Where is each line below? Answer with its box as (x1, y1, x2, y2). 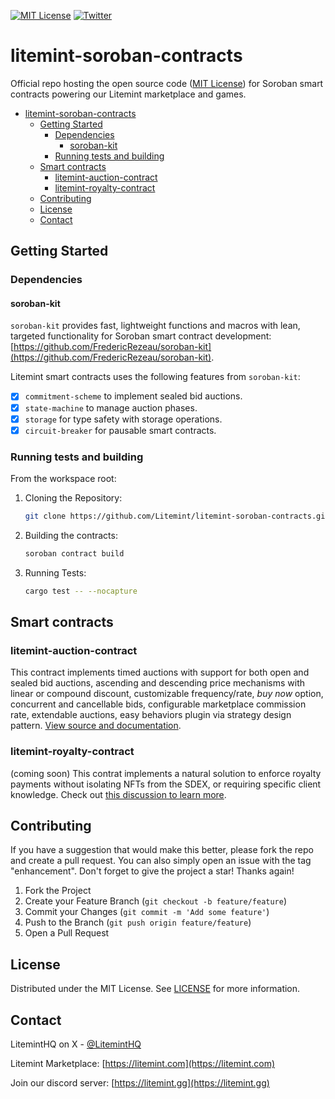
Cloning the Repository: (24, 492, 123, 504)
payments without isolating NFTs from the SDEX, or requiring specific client (10, 778, 322, 790)
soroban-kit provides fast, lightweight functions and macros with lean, (10, 320, 301, 332)
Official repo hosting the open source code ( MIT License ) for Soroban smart (10, 77, 324, 89)
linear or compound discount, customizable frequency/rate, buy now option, (10, 688, 324, 700)
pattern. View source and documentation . (10, 720, 182, 732)
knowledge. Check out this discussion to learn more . (10, 788, 227, 800)
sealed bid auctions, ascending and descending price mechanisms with (10, 677, 305, 689)
